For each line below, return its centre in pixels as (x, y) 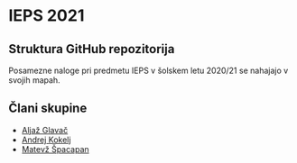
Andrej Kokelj (46, 140)
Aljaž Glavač (45, 130)
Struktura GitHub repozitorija (92, 49)
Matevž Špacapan (55, 149)
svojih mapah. (34, 80)
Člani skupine (48, 109)
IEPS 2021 (46, 16)
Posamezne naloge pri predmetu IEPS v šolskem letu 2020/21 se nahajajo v (148, 70)
